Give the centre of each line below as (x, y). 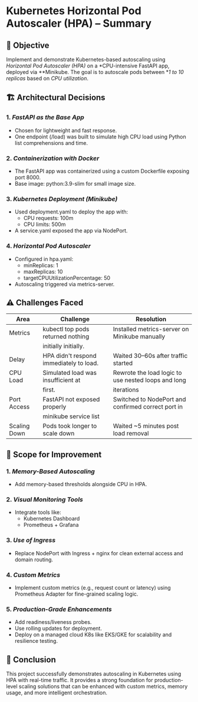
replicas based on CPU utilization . (47, 78)
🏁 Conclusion (31, 660)
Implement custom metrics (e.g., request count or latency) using (93, 587)
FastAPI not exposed (71, 399)
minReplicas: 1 (41, 265)
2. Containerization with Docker (53, 158)
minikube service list (71, 416)
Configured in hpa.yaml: (44, 259)
